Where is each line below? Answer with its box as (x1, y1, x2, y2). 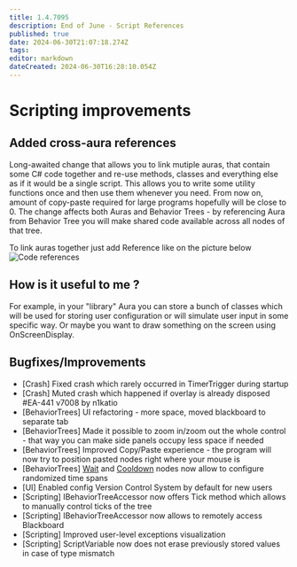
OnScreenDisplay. (9, 329, 75, 339)
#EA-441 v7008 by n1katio (21, 397, 118, 408)
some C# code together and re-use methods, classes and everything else (9, 168, 279, 179)
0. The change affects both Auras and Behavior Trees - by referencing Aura (9, 206, 285, 217)
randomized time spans (21, 472, 108, 483)
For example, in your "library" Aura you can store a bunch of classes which (9, 300, 284, 311)
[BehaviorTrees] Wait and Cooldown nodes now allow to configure (21, 462, 264, 474)
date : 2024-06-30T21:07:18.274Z (9, 37, 129, 47)
